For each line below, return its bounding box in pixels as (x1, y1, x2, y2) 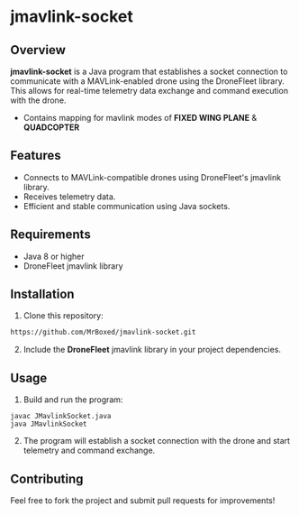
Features (10, 148, 61, 163)
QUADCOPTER (23, 122, 80, 133)
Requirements (10, 227, 91, 243)
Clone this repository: (23, 310, 104, 321)
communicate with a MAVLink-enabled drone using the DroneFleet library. (10, 76, 285, 87)
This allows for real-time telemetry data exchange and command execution (10, 86, 289, 96)
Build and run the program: (23, 394, 123, 405)
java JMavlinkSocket (10, 419, 88, 429)
